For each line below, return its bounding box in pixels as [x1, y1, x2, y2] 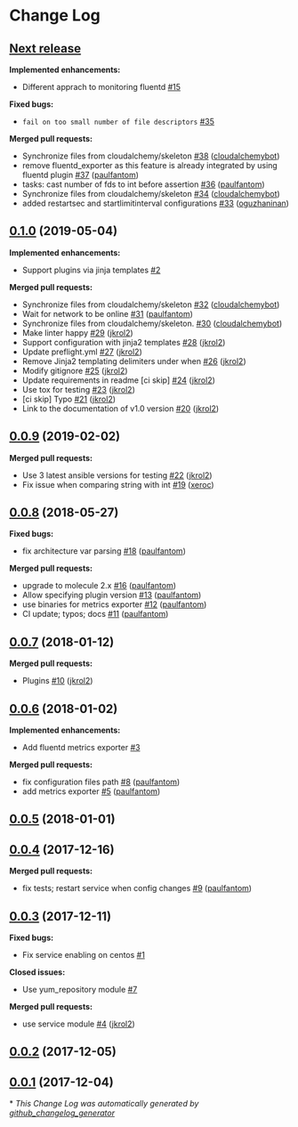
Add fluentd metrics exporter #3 [21, 742, 141, 753]
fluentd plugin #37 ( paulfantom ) [21, 170, 140, 180]
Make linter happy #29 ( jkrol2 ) [21, 327, 133, 338]
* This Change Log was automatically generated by [9, 1099, 199, 1109]
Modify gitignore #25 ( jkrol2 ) [21, 365, 128, 376]
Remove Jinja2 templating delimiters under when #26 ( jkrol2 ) [21, 355, 246, 366]
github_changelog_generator [9, 1107, 116, 1118]
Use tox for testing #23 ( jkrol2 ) [21, 384, 136, 394]
